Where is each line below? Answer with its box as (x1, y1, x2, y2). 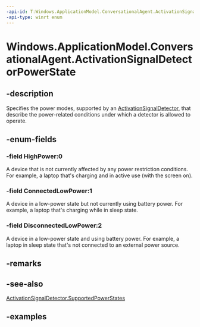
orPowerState (6, 65, 76, 78)
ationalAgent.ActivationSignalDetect (6, 52, 192, 66)
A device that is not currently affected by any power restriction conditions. (6, 166, 189, 173)
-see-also (6, 279, 43, 289)
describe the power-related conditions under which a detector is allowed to (6, 111, 191, 118)
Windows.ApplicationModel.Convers (6, 40, 193, 54)
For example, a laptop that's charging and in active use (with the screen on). (6, 172, 193, 179)
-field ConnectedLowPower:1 (6, 187, 92, 195)
